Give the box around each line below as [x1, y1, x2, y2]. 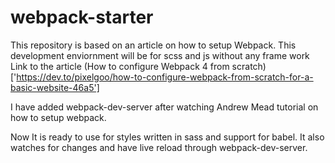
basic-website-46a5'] [10, 81, 100, 93]
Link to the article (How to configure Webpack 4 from [10, 60, 230, 72]
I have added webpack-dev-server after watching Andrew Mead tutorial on [10, 101, 319, 113]
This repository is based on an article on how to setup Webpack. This [10, 39, 297, 51]
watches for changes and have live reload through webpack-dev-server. [10, 141, 308, 153]
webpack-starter [10, 6, 154, 29]
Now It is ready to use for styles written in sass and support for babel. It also [10, 131, 325, 143]
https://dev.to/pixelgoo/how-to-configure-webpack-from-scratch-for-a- [16, 71, 314, 83]
